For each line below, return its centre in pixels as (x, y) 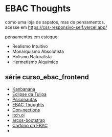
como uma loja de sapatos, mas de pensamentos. (55, 22)
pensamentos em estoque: (32, 37)
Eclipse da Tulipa (29, 94)
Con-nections (26, 110)
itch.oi (18, 115)
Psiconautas (25, 99)
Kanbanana (24, 89)
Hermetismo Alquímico (35, 62)
